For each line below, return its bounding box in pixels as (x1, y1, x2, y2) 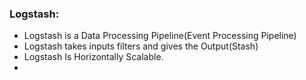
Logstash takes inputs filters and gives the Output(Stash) (23, 40, 259, 52)
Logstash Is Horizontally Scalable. (23, 51, 164, 63)
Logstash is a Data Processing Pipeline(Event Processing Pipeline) (23, 30, 297, 42)
